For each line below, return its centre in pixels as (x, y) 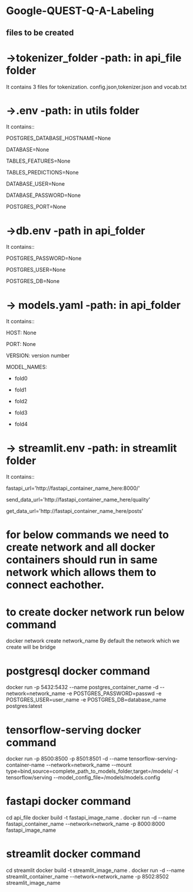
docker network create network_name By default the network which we (93, 641)
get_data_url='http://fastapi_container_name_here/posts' (75, 511)
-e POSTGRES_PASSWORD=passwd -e (114, 693)
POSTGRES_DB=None (33, 281)
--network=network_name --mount (89, 765)
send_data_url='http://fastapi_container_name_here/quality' (78, 500)
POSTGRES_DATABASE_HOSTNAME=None (59, 138)
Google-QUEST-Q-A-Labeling (80, 11)
